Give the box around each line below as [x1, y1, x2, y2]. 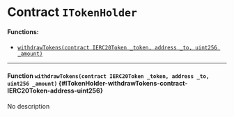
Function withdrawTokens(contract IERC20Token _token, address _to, [7, 71, 210, 80]
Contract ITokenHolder [7, 4, 138, 20]
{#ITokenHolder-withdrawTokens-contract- [58, 79, 188, 87]
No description [7, 102, 50, 110]
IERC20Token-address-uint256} [7, 86, 103, 95]
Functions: [7, 27, 40, 36]
